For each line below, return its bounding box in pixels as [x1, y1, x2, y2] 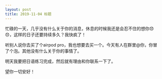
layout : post [5, 7, 32, 12]
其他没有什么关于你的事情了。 [21, 48, 81, 54]
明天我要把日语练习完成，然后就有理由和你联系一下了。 [5, 58, 115, 64]
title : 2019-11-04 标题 [5, 12, 52, 16]
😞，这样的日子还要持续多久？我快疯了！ [5, 32, 86, 37]
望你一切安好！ [5, 68, 35, 74]
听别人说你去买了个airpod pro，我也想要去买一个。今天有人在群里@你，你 [5, 42, 153, 47]
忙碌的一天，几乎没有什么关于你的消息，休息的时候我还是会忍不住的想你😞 [5, 25, 154, 32]
